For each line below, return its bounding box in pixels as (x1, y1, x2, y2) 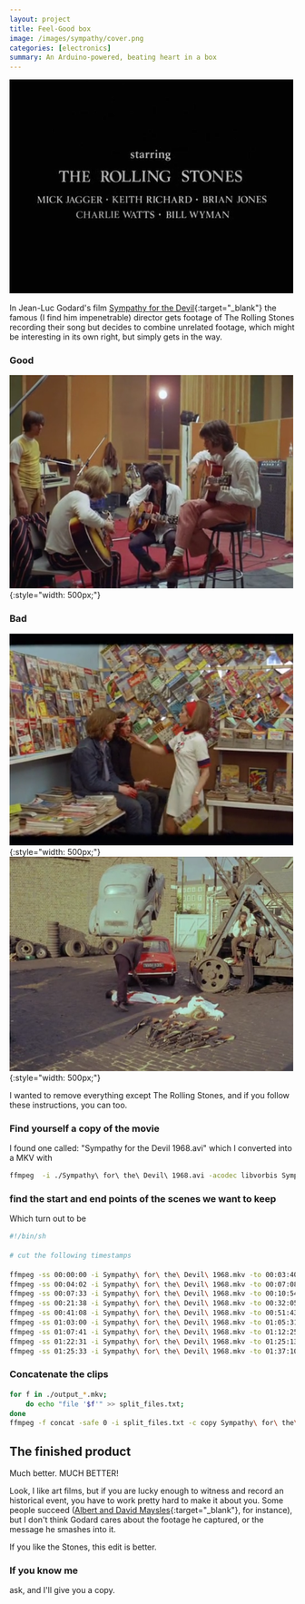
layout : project (9, 15, 71, 24)
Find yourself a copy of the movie (9, 1122, 161, 1135)
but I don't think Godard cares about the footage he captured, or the (9, 1514, 265, 1525)
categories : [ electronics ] (9, 44, 112, 53)
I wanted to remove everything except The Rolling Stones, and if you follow (9, 1089, 290, 1100)
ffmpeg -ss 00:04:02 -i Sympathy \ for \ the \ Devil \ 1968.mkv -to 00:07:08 (9, 1280, 299, 1289)
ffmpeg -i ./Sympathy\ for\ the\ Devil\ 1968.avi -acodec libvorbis (9, 1171, 279, 1180)
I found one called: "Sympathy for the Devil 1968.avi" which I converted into (9, 1143, 292, 1154)
